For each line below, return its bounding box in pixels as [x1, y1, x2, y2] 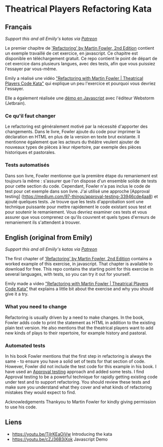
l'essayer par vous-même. [5, 66, 57, 72]
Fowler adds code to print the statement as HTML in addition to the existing [5, 319, 156, 325]
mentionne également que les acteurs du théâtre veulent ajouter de [5, 139, 140, 145]
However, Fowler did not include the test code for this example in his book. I [5, 364, 157, 369]
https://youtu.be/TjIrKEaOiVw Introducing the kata [12, 431, 113, 437]
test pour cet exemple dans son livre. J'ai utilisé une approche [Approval [5, 188, 150, 194]
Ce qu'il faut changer [5, 112, 56, 119]
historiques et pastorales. [5, 150, 56, 155]
